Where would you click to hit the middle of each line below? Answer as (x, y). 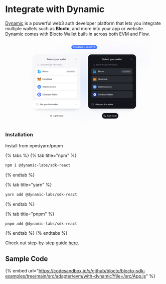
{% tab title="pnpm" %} (30, 214)
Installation (19, 135)
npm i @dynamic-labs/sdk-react (38, 165)
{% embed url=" (22, 271)
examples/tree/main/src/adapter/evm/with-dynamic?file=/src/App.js (76, 276)
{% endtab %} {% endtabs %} (36, 233)
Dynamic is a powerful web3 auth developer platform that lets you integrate (83, 23)
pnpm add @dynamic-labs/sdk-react (41, 224)
